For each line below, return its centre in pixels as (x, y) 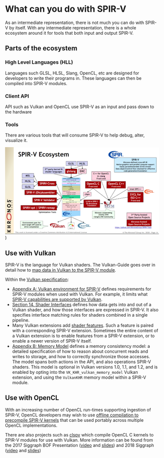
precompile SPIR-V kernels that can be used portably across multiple (74, 420)
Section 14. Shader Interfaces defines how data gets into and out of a (82, 305)
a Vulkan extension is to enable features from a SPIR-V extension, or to (83, 336)
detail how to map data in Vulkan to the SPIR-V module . (61, 270)
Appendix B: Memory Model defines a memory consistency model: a (81, 346)
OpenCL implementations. (31, 425)
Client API (17, 96)
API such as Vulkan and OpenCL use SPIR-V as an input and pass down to (80, 107)
